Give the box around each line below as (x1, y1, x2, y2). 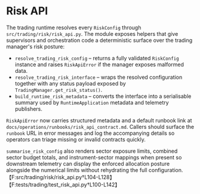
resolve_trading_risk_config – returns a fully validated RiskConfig (14, 54, 179, 61)
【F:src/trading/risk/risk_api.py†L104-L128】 (6, 173, 115, 180)
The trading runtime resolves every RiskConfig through (6, 24, 141, 31)
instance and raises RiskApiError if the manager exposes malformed (14, 61, 184, 68)
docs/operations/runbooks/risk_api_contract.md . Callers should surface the (6, 123, 195, 130)
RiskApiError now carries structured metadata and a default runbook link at (6, 116, 192, 124)
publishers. (14, 105, 43, 112)
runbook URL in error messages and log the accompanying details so (6, 130, 175, 137)
